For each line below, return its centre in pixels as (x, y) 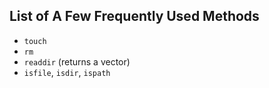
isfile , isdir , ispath (67, 72)
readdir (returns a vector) (77, 61)
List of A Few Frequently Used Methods (134, 16)
